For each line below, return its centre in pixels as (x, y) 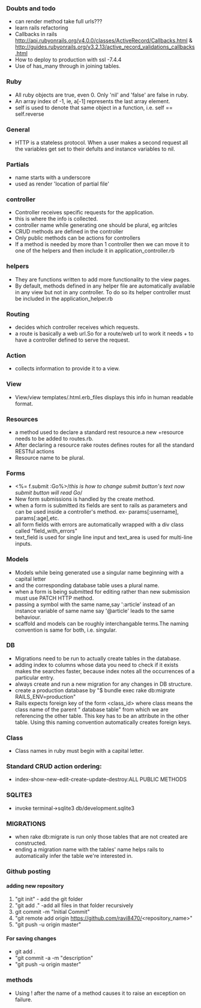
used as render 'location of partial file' (62, 184)
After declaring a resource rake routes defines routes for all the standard (104, 445)
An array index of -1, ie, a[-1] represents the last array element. (92, 101)
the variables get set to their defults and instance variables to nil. (95, 149)
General (18, 129)
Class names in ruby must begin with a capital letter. (79, 751)
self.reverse (29, 114)
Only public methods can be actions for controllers (78, 238)
